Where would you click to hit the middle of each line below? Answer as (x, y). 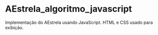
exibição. (14, 27)
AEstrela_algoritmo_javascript (69, 9)
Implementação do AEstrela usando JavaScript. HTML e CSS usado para (79, 22)
